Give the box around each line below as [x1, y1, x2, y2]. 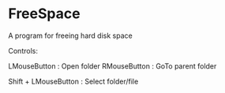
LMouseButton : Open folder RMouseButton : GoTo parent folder [8, 61, 217, 71]
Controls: [8, 46, 38, 55]
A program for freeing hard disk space [8, 31, 133, 40]
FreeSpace [8, 5, 81, 23]
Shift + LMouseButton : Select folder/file [8, 76, 139, 86]
